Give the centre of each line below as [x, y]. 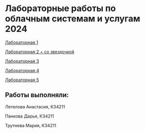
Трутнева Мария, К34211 [31, 125]
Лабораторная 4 [22, 70]
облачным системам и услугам [73, 19]
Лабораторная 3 [22, 61]
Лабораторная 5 [22, 80]
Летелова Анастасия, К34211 [35, 106]
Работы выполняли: [37, 95]
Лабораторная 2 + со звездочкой [40, 52]
